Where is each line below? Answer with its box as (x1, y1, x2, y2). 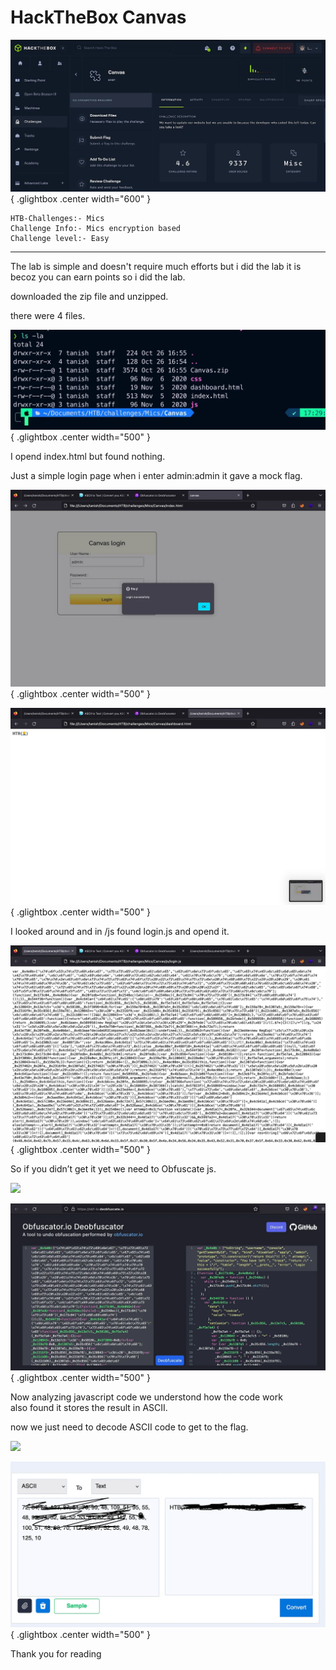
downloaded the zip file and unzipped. (10, 290, 169, 302)
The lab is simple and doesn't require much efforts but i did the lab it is (10, 260, 302, 272)
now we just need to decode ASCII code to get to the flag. (10, 1421, 249, 1433)
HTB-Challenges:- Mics (10, 213, 105, 223)
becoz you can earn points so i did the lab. (10, 271, 186, 283)
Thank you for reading (10, 1648, 102, 1660)
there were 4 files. (10, 309, 86, 321)
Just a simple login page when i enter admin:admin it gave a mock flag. (10, 470, 303, 482)
